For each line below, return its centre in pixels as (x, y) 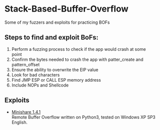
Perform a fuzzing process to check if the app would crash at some (79, 49)
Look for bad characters (36, 75)
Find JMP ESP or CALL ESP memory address (56, 80)
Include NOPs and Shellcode (40, 85)
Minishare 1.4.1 (26, 112)
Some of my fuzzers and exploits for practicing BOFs (57, 22)
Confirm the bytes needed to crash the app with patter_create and (77, 59)
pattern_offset (25, 64)
